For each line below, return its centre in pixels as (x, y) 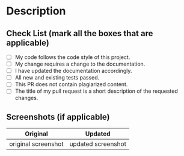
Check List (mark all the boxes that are (80, 33)
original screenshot (37, 144)
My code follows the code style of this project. (72, 57)
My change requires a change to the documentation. (80, 64)
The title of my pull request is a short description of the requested (97, 91)
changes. (26, 98)
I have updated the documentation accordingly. (73, 71)
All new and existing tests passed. (57, 78)
